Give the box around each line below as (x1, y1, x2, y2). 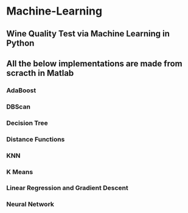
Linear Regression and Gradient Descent (6, 184, 129, 192)
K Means (6, 167, 33, 176)
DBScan (6, 102, 30, 110)
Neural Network (6, 200, 55, 209)
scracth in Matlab (6, 68, 74, 78)
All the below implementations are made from (6, 58, 183, 69)
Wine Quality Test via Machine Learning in (6, 29, 170, 39)
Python (6, 38, 35, 48)
